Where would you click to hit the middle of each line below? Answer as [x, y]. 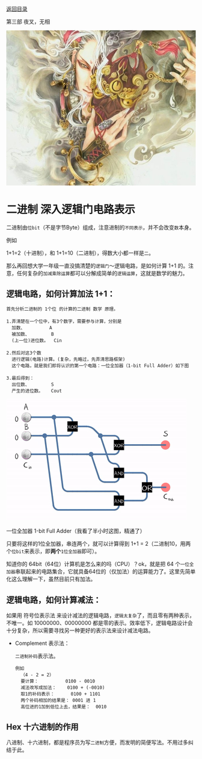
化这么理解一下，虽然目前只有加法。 [51, 579]
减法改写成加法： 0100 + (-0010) [63, 688]
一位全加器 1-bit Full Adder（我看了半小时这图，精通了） [76, 531]
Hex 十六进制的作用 [42, 727]
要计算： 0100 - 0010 [58, 681]
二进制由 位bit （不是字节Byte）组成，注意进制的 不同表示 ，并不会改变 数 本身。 [100, 227]
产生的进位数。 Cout [37, 391]
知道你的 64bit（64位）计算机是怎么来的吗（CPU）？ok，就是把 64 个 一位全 [100, 564]
